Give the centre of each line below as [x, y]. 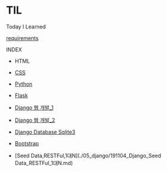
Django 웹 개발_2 [35, 120]
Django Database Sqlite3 [45, 132]
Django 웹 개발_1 [34, 108]
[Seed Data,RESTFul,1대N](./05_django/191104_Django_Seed [88, 155]
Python [23, 84]
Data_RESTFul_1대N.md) [44, 163]
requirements [23, 38]
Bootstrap [27, 143]
